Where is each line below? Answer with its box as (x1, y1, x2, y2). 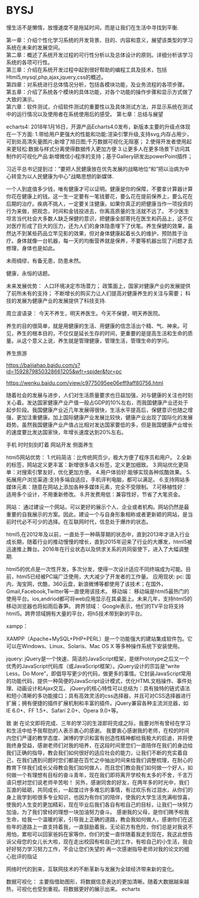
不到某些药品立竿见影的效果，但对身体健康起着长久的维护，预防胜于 (16, 229, 182, 237)
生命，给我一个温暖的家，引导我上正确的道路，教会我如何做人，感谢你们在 (6, 816, 188, 823)
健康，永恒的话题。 (6, 270, 53, 277)
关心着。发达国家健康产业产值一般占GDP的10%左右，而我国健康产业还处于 (6, 399, 188, 406)
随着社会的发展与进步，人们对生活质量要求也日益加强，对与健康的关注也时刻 (6, 392, 193, 399)
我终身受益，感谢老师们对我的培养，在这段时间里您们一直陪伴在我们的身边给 (6, 742, 193, 749)
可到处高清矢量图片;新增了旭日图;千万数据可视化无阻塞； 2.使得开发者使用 (6, 137, 187, 145)
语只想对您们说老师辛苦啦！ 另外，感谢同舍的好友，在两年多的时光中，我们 (6, 778, 190, 785)
